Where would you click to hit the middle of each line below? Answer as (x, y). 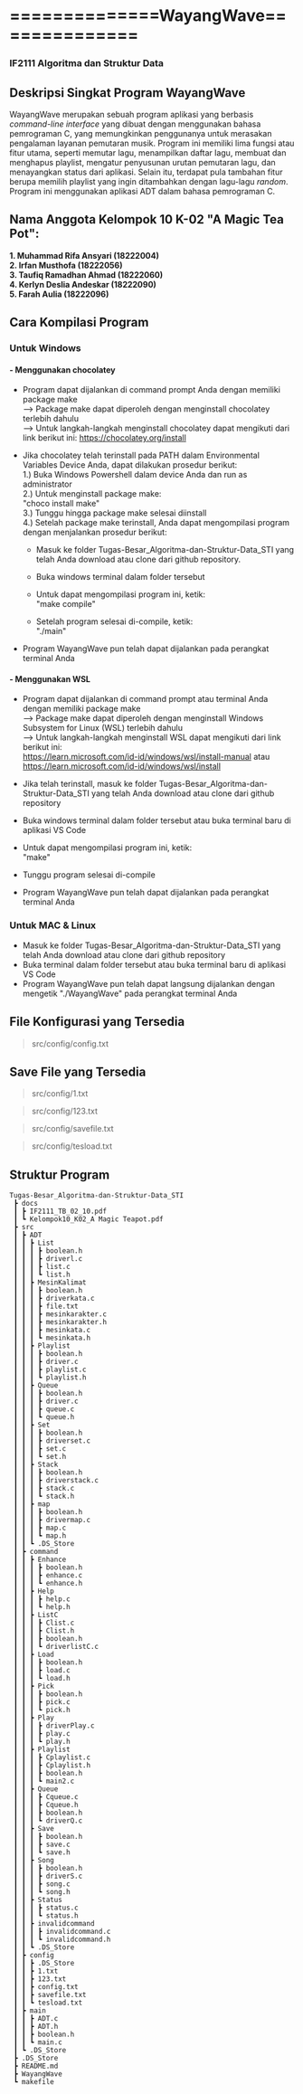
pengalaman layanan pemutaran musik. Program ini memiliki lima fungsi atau (152, 143)
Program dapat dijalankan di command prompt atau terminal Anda (145, 699)
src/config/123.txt (64, 1111)
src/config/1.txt (60, 1094)
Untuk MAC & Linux (53, 925)
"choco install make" (61, 504)
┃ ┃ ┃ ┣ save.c (42, 1845)
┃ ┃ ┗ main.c (38, 2042)
